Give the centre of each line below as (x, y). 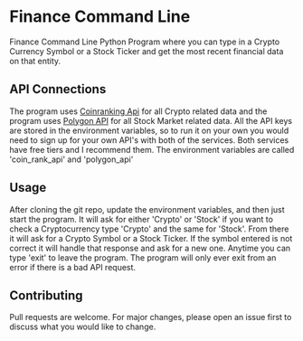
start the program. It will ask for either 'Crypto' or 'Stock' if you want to (142, 219)
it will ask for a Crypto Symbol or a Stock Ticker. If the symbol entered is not (151, 238)
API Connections (58, 89)
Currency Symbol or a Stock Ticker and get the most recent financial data (147, 51)
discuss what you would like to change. (83, 327)
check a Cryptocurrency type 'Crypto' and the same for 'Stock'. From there (149, 229)
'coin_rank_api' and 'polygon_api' (71, 159)
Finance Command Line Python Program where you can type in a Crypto (145, 42)
